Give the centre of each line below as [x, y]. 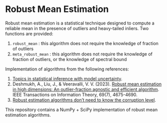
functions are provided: [29, 33]
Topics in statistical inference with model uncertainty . [67, 78]
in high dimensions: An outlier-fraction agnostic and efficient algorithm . [86, 89]
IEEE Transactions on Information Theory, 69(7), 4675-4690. [75, 94]
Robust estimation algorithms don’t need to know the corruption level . [84, 100]
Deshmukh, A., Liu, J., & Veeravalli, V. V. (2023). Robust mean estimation [87, 84]
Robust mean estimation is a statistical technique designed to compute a [80, 23]
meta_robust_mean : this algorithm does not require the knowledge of [82, 54]
